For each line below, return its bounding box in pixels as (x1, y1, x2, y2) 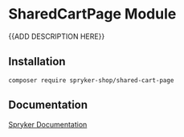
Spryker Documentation (8, 119, 88, 129)
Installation (8, 55, 66, 68)
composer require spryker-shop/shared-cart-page (8, 76, 174, 85)
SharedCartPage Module (8, 5, 177, 23)
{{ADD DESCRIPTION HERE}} (8, 31, 105, 41)
